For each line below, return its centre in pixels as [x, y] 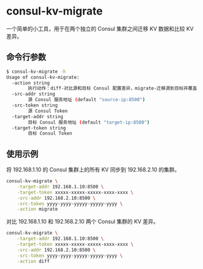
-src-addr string [34, 94]
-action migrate [38, 209]
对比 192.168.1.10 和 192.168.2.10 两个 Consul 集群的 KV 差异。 [82, 222]
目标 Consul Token [50, 134]
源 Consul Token [48, 111]
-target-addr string [37, 116]
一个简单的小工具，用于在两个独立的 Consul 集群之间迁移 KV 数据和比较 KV [100, 28]
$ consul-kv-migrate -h [36, 71]
